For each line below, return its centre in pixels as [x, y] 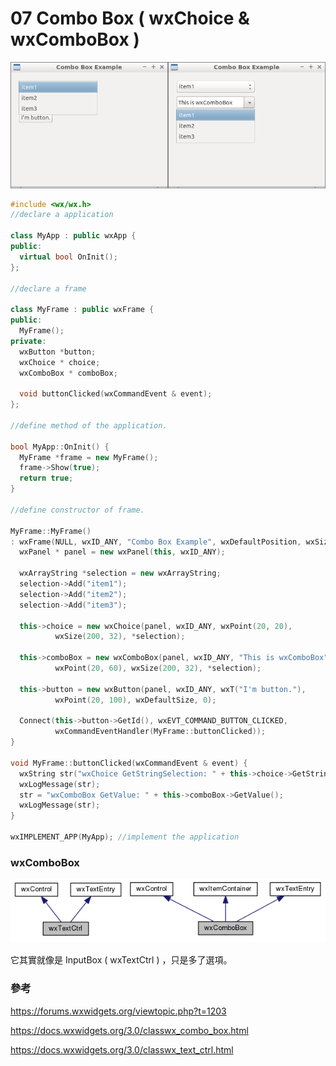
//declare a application [62, 215]
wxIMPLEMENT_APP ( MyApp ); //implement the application [125, 837]
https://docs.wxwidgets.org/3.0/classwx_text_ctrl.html [122, 1049]
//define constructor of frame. [77, 510]
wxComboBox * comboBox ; [68, 373]
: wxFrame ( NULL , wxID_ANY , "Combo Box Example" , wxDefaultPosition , [156, 542]
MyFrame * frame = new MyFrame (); [89, 457]
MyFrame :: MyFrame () [51, 531]
